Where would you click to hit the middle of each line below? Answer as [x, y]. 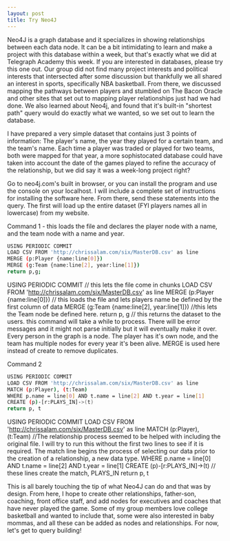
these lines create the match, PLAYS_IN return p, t [78, 473]
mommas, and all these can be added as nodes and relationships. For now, [113, 523]
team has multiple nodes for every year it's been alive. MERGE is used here [114, 343]
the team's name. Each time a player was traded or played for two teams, [111, 148]
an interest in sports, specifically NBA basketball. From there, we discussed [114, 83]
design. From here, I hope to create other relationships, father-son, [102, 494]
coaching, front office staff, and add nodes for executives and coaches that [114, 501]
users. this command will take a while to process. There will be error [104, 321]
